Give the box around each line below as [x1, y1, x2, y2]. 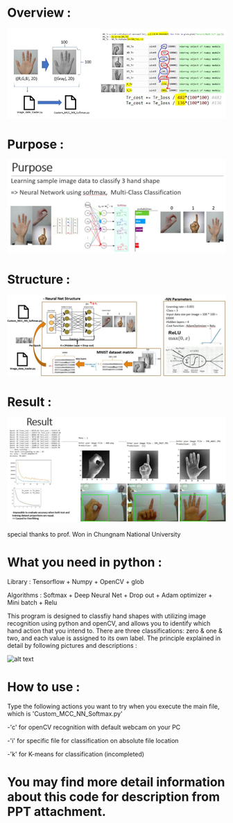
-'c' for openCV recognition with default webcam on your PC [7, 723, 181, 731]
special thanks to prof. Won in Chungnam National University [7, 530, 181, 538]
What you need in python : [7, 555, 162, 571]
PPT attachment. [7, 804, 106, 820]
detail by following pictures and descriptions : [7, 641, 137, 649]
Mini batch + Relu [7, 598, 58, 606]
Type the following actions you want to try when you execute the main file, [7, 702, 220, 710]
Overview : [7, 5, 71, 21]
